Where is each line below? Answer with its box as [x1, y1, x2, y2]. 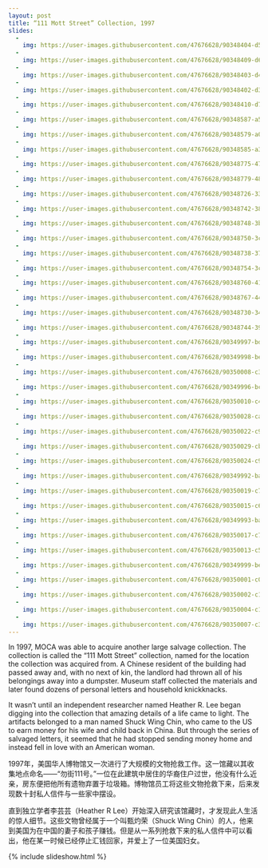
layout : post [8, 11, 52, 20]
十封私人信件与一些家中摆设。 [22, 789, 120, 799]
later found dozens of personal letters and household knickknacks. [8, 684, 228, 695]
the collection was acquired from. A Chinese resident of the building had [8, 660, 246, 669]
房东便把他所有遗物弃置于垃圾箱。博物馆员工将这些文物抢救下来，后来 [22, 779, 253, 789]
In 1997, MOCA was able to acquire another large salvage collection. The [8, 642, 246, 652]
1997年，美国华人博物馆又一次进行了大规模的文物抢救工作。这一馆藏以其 [8, 759, 247, 769]
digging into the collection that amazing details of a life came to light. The [8, 708, 250, 719]
